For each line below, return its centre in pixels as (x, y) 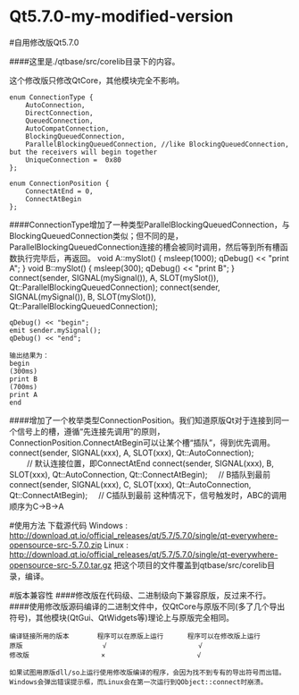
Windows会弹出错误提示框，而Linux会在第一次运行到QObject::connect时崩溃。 (138, 682)
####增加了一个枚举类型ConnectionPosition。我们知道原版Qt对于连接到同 (145, 420)
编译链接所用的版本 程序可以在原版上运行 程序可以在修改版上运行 (135, 636)
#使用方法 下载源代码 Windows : (68, 525)
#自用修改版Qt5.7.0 (44, 42)
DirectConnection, (59, 113)
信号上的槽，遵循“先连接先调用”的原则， (91, 431)
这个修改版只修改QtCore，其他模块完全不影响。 (97, 80)
